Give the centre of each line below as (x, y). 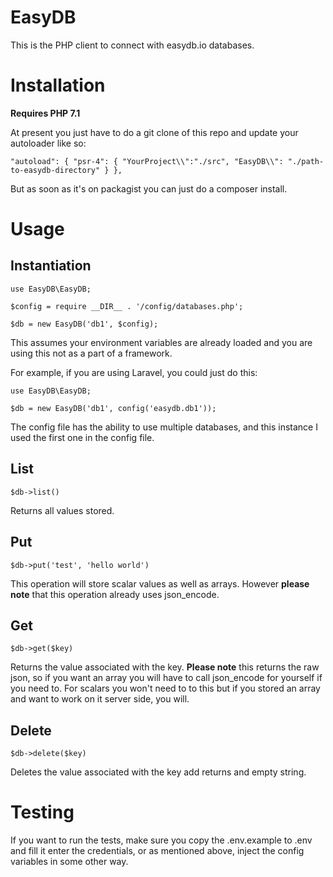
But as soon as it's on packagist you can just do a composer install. (149, 188)
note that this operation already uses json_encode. (115, 594)
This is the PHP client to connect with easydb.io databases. (132, 45)
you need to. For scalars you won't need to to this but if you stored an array (165, 688)
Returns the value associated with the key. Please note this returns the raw (165, 667)
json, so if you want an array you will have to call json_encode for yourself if (166, 678)
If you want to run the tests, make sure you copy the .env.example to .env (161, 840)
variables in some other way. (69, 862)
